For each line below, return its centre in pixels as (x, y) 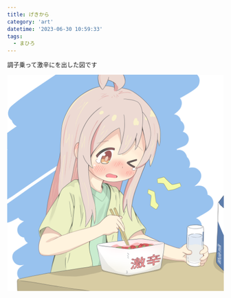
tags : (15, 36)
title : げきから (28, 14)
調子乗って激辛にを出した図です (52, 65)
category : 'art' (30, 22)
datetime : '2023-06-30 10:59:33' (55, 29)
